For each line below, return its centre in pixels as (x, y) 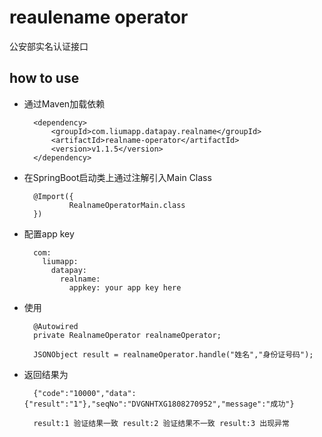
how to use (44, 78)
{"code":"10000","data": (85, 393)
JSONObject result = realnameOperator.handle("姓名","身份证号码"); (173, 354)
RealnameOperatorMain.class (127, 205)
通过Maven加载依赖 (64, 103)
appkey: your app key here (125, 287)
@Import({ (53, 196)
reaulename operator (99, 17)
